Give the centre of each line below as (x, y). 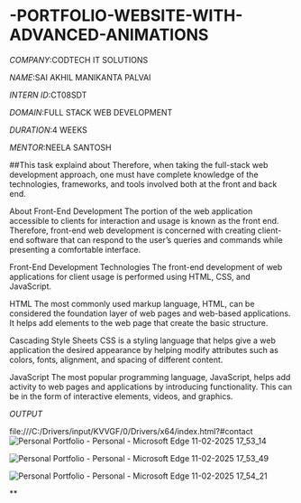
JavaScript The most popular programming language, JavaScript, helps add (150, 377)
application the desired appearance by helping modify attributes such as (144, 349)
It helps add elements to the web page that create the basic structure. (139, 322)
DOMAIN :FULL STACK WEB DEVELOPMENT (91, 112)
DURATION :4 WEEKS (48, 130)
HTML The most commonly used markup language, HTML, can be (132, 303)
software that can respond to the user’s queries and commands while (154, 239)
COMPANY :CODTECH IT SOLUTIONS (79, 60)
